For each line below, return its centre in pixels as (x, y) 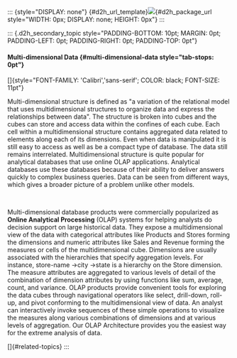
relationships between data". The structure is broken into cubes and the (112, 116)
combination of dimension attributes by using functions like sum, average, (115, 280)
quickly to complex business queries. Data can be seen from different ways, (118, 177)
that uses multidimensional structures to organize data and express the (111, 109)
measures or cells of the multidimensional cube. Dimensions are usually (112, 250)
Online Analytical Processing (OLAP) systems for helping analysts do (110, 219)
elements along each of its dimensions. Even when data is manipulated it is (117, 139)
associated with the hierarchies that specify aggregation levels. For (105, 257)
